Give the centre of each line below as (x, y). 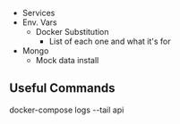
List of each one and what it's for (110, 41)
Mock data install (67, 60)
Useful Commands (62, 88)
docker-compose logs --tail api (67, 110)
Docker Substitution (72, 32)
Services (39, 13)
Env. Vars (39, 22)
